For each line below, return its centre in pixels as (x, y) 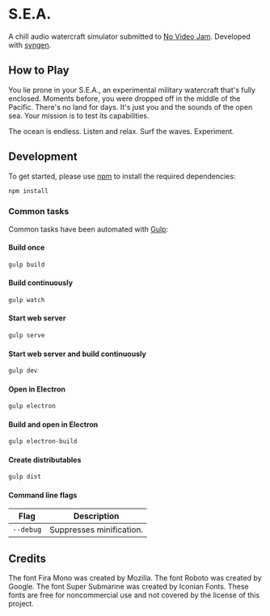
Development (43, 157)
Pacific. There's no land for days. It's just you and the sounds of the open (131, 107)
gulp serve (27, 336)
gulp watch (27, 300)
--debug (27, 530)
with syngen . (30, 44)
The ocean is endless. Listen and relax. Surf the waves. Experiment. (121, 131)
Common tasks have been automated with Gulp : (88, 229)
